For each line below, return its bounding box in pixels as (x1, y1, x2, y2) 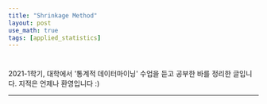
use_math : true (8, 26, 59, 34)
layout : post (8, 19, 52, 27)
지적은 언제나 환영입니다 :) (18, 79, 100, 88)
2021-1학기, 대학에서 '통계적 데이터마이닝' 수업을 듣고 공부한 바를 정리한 (8, 69, 232, 79)
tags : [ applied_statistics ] (8, 33, 102, 42)
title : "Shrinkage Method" (8, 11, 98, 20)
